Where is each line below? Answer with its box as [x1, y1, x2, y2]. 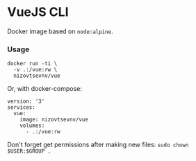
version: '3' [7, 98, 45, 105]
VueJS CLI [7, 4, 69, 20]
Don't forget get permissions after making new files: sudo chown [7, 140, 189, 149]
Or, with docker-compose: [7, 85, 82, 93]
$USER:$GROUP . [7, 148, 51, 155]
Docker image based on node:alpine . [7, 27, 113, 35]
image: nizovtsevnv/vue [19, 116, 89, 124]
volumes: [19, 122, 45, 129]
